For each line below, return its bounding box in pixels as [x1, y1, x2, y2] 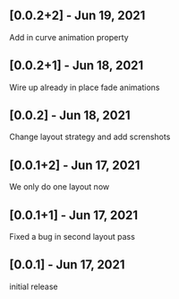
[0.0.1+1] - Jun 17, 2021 [9, 207, 139, 223]
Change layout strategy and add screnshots [9, 131, 171, 143]
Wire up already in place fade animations [9, 82, 160, 92]
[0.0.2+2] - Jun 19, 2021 [9, 8, 146, 23]
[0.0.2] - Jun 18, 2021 [9, 108, 132, 123]
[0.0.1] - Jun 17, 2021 [9, 257, 125, 273]
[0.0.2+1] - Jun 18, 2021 [9, 58, 144, 74]
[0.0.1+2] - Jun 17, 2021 [9, 157, 141, 172]
